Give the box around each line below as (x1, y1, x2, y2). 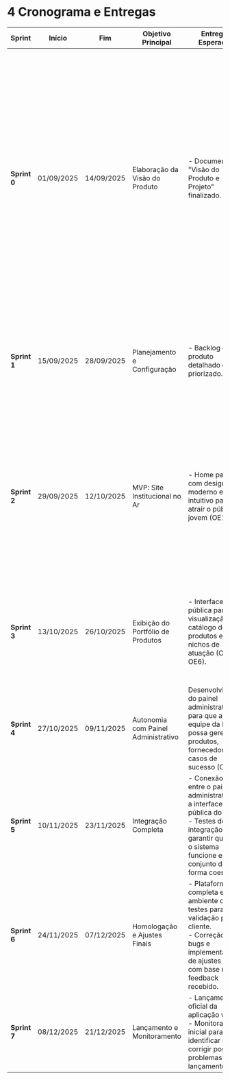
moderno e (188, 487, 224, 496)
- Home (188, 470, 214, 479)
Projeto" (188, 182, 214, 191)
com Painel (132, 723, 168, 733)
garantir (188, 833, 214, 843)
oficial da (188, 1001, 218, 1011)
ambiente (188, 896, 218, 905)
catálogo (188, 622, 217, 632)
